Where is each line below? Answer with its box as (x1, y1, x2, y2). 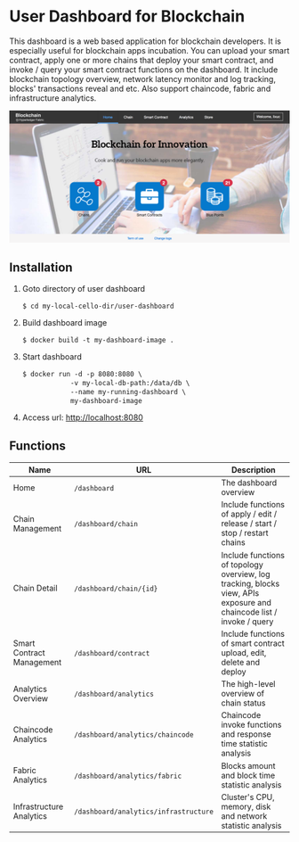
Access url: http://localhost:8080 (21, 412, 144, 423)
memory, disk (221, 801, 271, 812)
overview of (221, 689, 265, 699)
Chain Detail (12, 582, 58, 594)
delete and (221, 656, 261, 667)
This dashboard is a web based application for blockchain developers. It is (9, 36, 282, 46)
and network (221, 810, 268, 821)
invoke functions (221, 720, 282, 731)
